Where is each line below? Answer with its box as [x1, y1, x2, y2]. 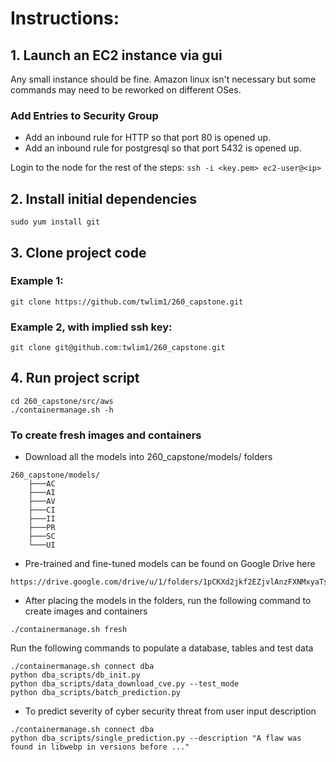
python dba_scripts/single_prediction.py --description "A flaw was [10, 733, 302, 744]
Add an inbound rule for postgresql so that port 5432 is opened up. [24, 142, 302, 154]
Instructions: [10, 7, 120, 30]
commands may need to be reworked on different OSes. [10, 84, 242, 96]
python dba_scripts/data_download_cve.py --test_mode [10, 679, 240, 689]
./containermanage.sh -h [10, 405, 114, 415]
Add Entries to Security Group [10, 108, 159, 122]
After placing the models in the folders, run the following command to [24, 595, 312, 607]
